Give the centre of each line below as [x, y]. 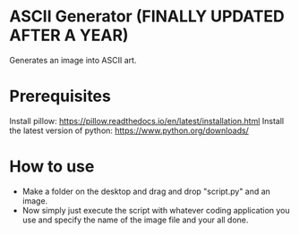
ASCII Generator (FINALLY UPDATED [147, 17]
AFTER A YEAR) [69, 35]
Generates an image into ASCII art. [73, 60]
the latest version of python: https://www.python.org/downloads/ [129, 130]
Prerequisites [60, 96]
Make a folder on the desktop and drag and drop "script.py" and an [146, 191]
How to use [52, 167]
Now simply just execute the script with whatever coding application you [156, 210]
